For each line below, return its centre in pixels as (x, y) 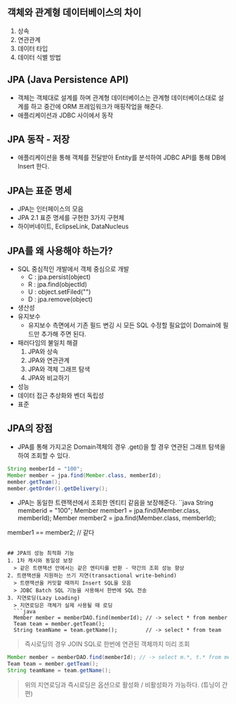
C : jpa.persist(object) (59, 277)
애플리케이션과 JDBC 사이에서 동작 (65, 115)
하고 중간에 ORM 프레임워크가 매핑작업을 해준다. (97, 106)
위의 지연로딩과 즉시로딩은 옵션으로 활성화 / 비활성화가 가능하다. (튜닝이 (122, 685)
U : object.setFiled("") (59, 292)
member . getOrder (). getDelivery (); (58, 488)
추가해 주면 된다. (64, 334)
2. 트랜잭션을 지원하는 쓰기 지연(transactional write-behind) (92, 576)
